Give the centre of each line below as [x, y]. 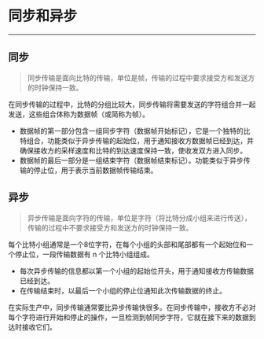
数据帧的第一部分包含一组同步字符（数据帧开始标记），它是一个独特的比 [135, 131]
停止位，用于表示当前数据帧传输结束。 [95, 170]
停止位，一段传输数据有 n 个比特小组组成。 [84, 254]
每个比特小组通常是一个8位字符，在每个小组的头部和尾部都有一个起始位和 [127, 244]
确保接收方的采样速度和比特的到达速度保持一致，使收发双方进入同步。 [133, 150]
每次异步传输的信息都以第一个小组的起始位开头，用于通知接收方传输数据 [136, 271]
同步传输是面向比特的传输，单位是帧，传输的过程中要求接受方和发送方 [141, 77]
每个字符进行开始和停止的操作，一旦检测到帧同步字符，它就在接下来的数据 [128, 317]
